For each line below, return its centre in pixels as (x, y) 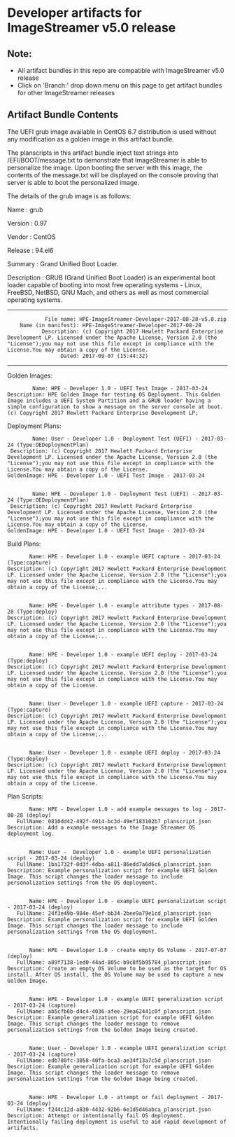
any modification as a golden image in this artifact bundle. (91, 139)
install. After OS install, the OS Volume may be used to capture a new (115, 974)
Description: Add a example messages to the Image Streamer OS (101, 827)
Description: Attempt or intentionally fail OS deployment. (97, 1115)
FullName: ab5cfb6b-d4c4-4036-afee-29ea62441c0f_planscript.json (114, 1011)
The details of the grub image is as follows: (69, 196)
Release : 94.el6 (30, 250)
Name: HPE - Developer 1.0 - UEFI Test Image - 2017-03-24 (120, 388)
